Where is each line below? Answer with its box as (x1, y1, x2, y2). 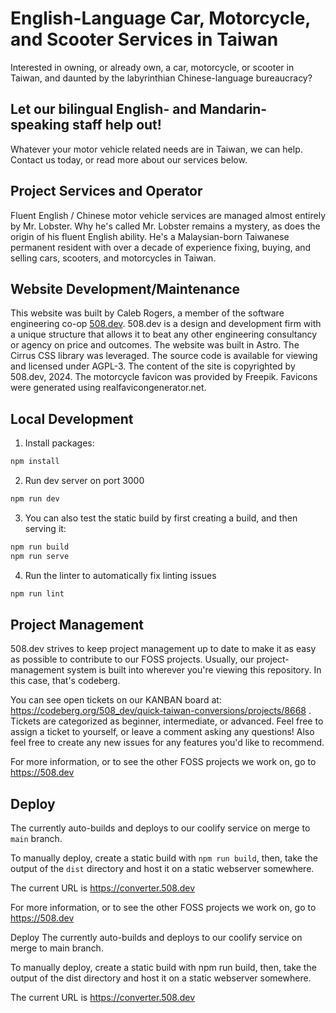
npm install (10, 457, 60, 467)
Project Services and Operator (10, 183, 203, 200)
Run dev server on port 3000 (24, 475, 145, 487)
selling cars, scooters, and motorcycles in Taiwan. (10, 252, 217, 264)
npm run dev (10, 494, 60, 504)
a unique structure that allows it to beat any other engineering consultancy (10, 328, 318, 341)
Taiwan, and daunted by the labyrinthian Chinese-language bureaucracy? (10, 72, 313, 84)
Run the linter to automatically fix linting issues (24, 569, 217, 581)
